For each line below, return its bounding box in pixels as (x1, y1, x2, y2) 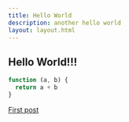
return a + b (15, 83, 58, 91)
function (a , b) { (8, 76, 68, 84)
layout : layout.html (8, 26, 76, 34)
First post (8, 105, 39, 114)
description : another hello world (8, 19, 122, 27)
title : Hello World (8, 11, 72, 20)
